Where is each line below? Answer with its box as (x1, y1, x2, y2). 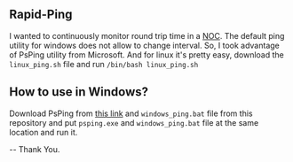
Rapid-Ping (9, 7, 73, 22)
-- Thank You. (9, 143, 60, 154)
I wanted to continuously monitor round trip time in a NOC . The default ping (9, 30, 285, 41)
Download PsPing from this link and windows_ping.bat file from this (9, 108, 253, 119)
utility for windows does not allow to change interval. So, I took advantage (9, 40, 280, 50)
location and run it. (9, 127, 78, 137)
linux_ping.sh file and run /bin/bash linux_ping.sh (9, 58, 199, 69)
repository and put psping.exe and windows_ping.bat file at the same (9, 117, 259, 127)
